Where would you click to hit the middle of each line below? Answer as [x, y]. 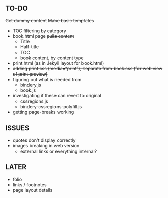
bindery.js [31, 85]
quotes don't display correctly [44, 140]
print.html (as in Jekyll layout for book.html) [58, 63]
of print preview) [30, 74]
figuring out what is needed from [47, 79]
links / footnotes [30, 185]
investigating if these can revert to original [57, 95]
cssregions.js [34, 101]
